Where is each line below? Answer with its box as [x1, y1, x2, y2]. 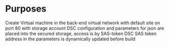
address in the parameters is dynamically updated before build [5, 36, 136, 42]
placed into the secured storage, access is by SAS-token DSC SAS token [5, 30, 157, 36]
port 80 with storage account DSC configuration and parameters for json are [5, 25, 164, 31]
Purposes [5, 3, 47, 15]
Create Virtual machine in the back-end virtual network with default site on [5, 20, 160, 26]
